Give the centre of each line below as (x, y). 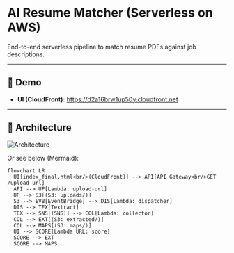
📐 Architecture (39, 128)
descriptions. (26, 54)
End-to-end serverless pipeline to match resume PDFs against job (102, 47)
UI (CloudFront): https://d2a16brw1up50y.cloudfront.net (98, 99)
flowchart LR (26, 171)
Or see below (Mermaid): (43, 158)
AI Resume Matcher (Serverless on (110, 13)
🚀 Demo (24, 82)
